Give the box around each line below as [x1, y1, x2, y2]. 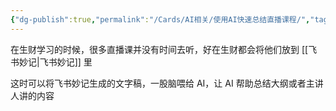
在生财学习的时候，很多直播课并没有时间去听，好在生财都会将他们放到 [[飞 [10, 43, 318, 55]
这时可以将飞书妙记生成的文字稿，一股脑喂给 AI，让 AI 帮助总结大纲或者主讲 [10, 77, 324, 89]
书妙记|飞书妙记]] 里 [10, 56, 93, 68]
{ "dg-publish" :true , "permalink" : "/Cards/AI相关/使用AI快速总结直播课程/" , [10, 14, 311, 25]
